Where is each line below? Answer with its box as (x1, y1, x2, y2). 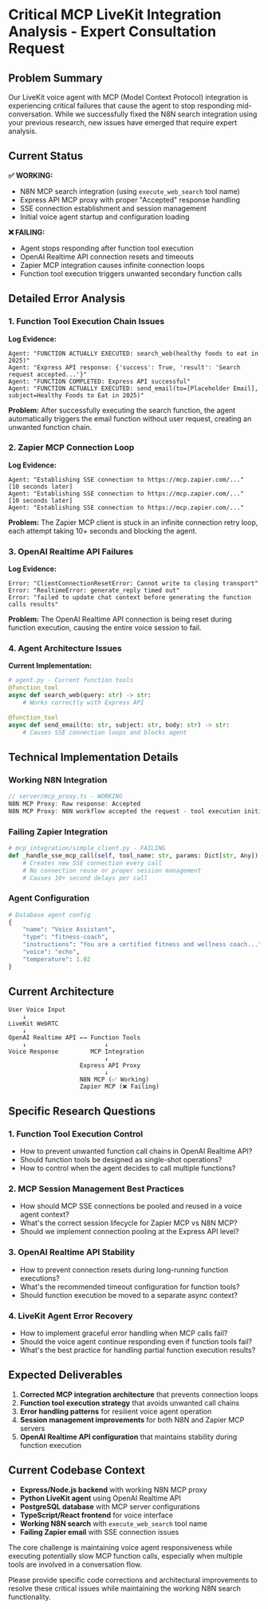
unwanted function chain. (8, 422, 93, 432)
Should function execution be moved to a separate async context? (19, 1290, 238, 1299)
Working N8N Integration (8, 774, 108, 785)
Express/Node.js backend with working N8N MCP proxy (19, 1485, 207, 1494)
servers (19, 1423, 45, 1433)
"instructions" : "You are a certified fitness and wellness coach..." (22, 941, 262, 948)
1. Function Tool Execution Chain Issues (8, 316, 165, 327)
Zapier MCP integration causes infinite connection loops (19, 260, 205, 270)
